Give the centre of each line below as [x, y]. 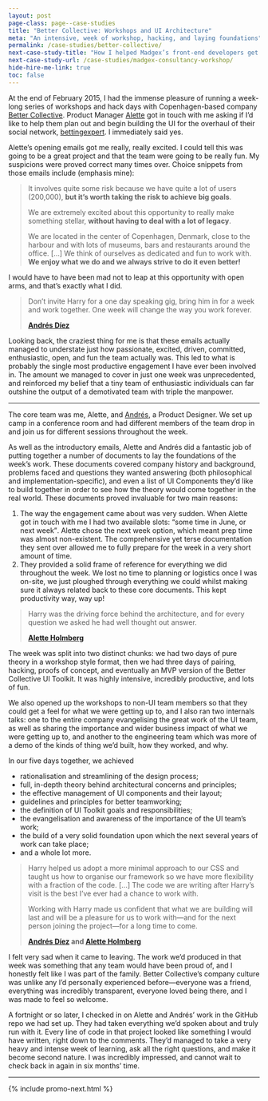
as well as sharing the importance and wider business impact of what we [128, 728]
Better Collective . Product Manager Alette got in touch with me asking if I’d [131, 115]
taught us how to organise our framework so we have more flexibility [140, 876]
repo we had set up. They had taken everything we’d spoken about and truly [134, 1023]
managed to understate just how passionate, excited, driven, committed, [127, 349]
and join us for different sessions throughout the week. [99, 431]
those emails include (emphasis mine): [71, 173]
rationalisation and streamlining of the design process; [109, 776]
